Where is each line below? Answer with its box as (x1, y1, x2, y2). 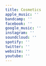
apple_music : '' (5, 12, 39, 17)
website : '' (5, 49, 30, 54)
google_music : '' (5, 26, 41, 31)
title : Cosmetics (5, 7, 41, 12)
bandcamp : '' (5, 16, 32, 21)
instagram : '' (5, 30, 35, 35)
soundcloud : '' (5, 35, 37, 40)
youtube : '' (5, 53, 30, 59)
